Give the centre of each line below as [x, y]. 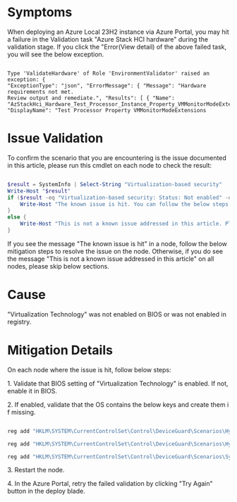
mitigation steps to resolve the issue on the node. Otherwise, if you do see [115, 251]
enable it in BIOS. [32, 391]
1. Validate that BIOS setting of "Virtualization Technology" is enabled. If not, [118, 383]
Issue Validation [55, 139]
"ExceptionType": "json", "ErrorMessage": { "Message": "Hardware [107, 85]
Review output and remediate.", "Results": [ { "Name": [91, 98]
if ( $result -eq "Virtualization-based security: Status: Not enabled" [115, 197]
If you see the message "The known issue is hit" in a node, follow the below [117, 243]
